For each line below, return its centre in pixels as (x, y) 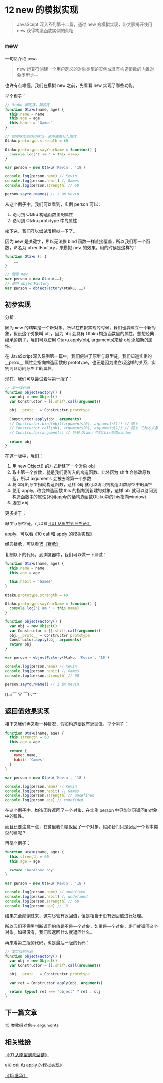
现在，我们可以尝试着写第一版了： (39, 379)
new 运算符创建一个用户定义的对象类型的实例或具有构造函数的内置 (83, 69)
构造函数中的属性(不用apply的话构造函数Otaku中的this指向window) (79, 497)
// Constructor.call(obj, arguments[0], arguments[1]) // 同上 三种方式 (82, 428)
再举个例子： (18, 843)
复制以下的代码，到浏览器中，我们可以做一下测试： (56, 555)
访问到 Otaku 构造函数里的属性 (43, 214)
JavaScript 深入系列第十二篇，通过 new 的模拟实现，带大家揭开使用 (85, 24)
